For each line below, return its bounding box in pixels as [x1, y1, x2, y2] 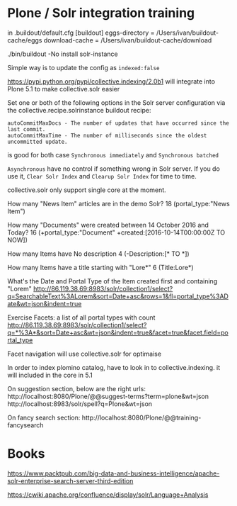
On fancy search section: [7, 413, 81, 422]
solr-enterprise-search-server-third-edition [7, 476, 134, 485]
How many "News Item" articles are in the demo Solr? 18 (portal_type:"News [7, 199, 230, 208]
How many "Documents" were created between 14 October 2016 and [7, 220, 209, 229]
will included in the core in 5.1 [7, 371, 93, 379]
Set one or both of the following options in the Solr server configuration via [7, 98, 226, 107]
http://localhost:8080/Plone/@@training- [81, 413, 202, 422]
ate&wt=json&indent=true [7, 299, 82, 308]
